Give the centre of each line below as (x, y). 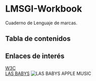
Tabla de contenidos (38, 39)
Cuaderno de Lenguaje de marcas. (41, 23)
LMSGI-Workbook (44, 9)
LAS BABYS (17, 73)
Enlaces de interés (35, 56)
